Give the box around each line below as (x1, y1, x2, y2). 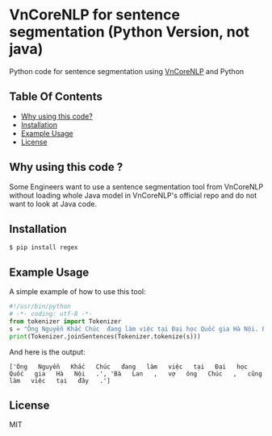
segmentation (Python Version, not (9, 23, 249, 41)
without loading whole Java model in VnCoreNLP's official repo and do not (9, 190, 257, 200)
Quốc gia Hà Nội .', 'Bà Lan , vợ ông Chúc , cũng (9, 369, 263, 378)
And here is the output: (9, 347, 86, 356)
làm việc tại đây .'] (9, 376, 111, 384)
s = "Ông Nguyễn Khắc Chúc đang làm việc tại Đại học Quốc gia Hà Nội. (9, 325, 259, 333)
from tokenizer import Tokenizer (9, 317, 122, 326)
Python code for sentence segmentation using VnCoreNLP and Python (9, 66, 245, 76)
